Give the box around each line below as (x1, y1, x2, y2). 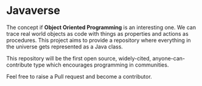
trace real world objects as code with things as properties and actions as (6, 30, 189, 37)
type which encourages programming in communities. (33, 61, 169, 68)
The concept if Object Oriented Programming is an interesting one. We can (6, 24, 197, 31)
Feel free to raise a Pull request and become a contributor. (6, 73, 152, 80)
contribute (6, 61, 32, 68)
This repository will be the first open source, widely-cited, (6, 55, 151, 62)
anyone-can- (151, 55, 186, 62)
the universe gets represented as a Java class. (6, 43, 124, 50)
